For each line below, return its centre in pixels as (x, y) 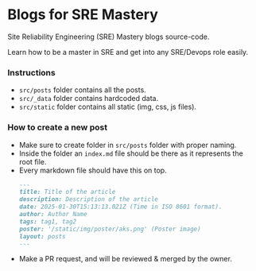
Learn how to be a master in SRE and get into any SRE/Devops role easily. (128, 52)
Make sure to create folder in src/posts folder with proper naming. (128, 145)
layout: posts (42, 236)
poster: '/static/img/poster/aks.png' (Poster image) (110, 229)
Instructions (32, 72)
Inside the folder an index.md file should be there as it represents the (131, 153)
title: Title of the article (67, 192)
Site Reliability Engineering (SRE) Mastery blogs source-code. (109, 37)
